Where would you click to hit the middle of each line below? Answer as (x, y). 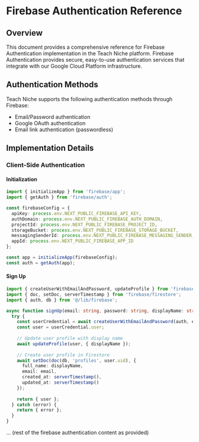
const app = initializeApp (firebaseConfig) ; (62, 258)
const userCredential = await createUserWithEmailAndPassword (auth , (103, 322)
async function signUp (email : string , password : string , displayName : (95, 311)
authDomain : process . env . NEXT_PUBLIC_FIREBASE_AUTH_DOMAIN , (87, 219)
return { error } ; (39, 410)
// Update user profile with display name (70, 339)
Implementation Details (50, 148)
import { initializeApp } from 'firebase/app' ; (66, 192)
